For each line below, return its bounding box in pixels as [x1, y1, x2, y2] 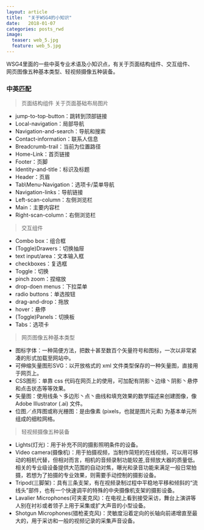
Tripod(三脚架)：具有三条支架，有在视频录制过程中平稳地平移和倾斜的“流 [15, 479, 198, 487]
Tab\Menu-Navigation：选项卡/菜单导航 [15, 181, 114, 189]
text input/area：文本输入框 [15, 253, 84, 260]
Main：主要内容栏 [15, 204, 60, 211]
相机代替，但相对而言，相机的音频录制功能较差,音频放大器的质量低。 [26, 456, 199, 464]
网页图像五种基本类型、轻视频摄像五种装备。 [6, 68, 119, 75]
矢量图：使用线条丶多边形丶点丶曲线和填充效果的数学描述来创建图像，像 [15, 392, 197, 400]
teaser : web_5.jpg [12, 37, 59, 43]
